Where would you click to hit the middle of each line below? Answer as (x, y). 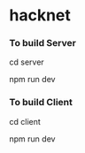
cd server (27, 62)
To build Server (43, 43)
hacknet (40, 15)
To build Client (41, 103)
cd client (25, 121)
